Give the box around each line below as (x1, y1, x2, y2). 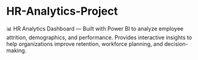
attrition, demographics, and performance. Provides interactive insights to (6, 34, 193, 41)
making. (6, 47, 27, 54)
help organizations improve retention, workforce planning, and (6, 40, 163, 47)
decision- (164, 40, 188, 47)
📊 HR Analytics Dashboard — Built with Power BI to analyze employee (6, 24, 184, 32)
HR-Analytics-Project (6, 4, 118, 18)
